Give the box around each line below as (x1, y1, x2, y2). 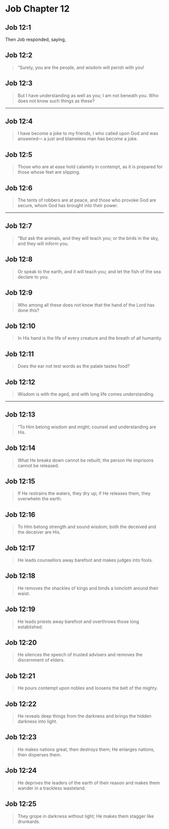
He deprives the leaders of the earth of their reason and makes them (17, 780, 160, 786)
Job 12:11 (5, 350, 34, 358)
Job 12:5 (5, 150, 33, 159)
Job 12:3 (5, 79, 33, 88)
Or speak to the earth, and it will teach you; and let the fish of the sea (17, 268, 161, 275)
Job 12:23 (5, 733, 37, 741)
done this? (17, 307, 39, 313)
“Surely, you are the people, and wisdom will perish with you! (17, 64, 144, 71)
